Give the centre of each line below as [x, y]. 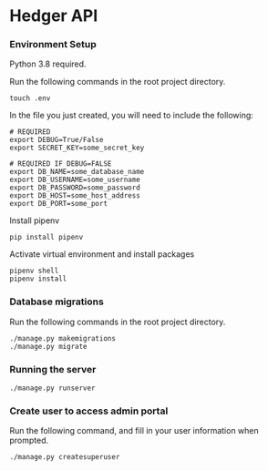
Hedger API [54, 16]
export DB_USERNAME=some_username [75, 180]
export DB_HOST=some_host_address [75, 196]
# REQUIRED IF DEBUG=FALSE [61, 164]
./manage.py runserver [52, 388]
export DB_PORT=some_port [58, 204]
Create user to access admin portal [89, 411]
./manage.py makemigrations [63, 338]
